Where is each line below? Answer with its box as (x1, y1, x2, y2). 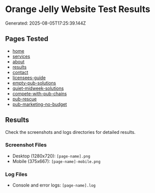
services (12, 53, 30, 59)
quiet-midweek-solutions (12, 85, 64, 91)
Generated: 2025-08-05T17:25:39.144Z (5, 20, 86, 26)
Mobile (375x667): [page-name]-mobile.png (12, 158, 101, 164)
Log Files (5, 170, 27, 177)
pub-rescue (12, 96, 37, 102)
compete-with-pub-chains (12, 90, 67, 96)
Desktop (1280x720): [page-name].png (12, 153, 91, 159)
